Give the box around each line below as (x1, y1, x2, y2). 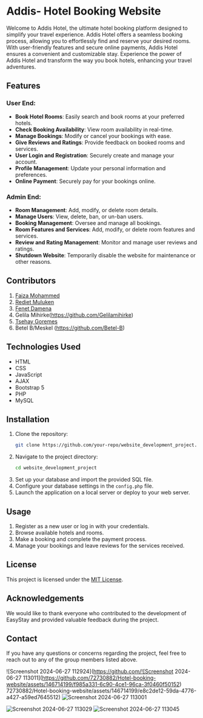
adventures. (6, 63, 36, 71)
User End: (6, 99, 36, 108)
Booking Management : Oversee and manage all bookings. (15, 219, 162, 226)
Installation (6, 414, 50, 424)
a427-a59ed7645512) (6, 694, 61, 701)
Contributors (6, 275, 56, 286)
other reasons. (15, 258, 52, 265)
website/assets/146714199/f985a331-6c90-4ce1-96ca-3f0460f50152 (6, 681, 180, 688)
